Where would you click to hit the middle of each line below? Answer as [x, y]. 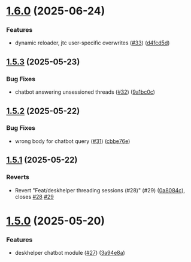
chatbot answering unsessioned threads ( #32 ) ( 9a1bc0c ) [85, 92]
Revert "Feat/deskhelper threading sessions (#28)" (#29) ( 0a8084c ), [100, 190]
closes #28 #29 [34, 196]
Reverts [18, 177]
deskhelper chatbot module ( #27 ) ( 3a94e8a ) [70, 253]
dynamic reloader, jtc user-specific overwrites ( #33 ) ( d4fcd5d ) [92, 43]
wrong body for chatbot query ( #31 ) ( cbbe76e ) [72, 141]
